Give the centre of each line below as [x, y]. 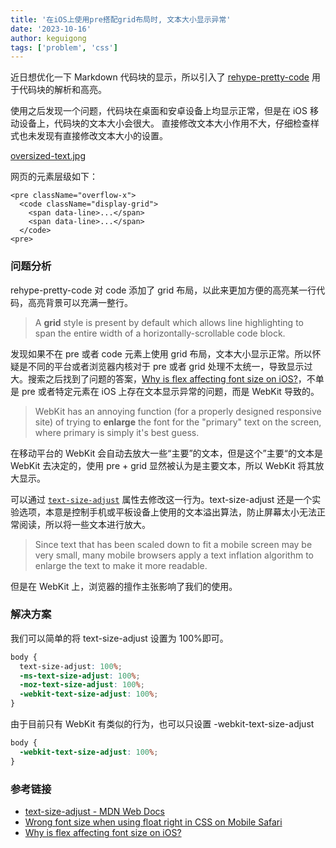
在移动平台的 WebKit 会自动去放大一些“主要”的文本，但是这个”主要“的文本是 [166, 453]
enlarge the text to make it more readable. [121, 565]
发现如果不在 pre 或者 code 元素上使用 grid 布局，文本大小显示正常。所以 [161, 353]
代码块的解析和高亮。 [62, 90]
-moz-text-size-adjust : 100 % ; [82, 685]
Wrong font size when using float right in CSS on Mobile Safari [153, 822]
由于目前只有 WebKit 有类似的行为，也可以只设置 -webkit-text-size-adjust [162, 724]
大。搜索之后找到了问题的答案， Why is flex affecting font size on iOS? [154, 378]
